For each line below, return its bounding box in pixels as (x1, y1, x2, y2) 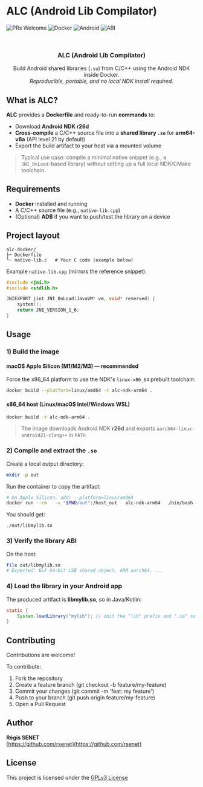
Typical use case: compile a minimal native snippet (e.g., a (21, 154, 167, 161)
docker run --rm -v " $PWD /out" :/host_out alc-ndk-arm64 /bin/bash (6, 500, 193, 506)
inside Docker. (83, 71, 120, 79)
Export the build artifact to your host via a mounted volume (14, 142, 162, 149)
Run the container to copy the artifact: (6, 483, 101, 490)
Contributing (6, 635, 56, 646)
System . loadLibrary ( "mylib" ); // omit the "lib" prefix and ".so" (17, 613, 188, 619)
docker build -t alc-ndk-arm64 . (6, 414, 91, 420)
